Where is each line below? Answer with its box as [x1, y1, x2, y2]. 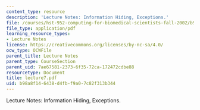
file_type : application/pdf [6, 25, 76, 32]
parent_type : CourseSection [6, 58, 76, 64]
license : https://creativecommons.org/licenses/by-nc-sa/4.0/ [6, 42, 164, 48]
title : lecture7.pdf [6, 75, 58, 81]
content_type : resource [6, 8, 65, 15]
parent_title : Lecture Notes [6, 53, 79, 59]
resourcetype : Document [6, 70, 65, 76]
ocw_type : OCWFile [6, 48, 52, 54]
